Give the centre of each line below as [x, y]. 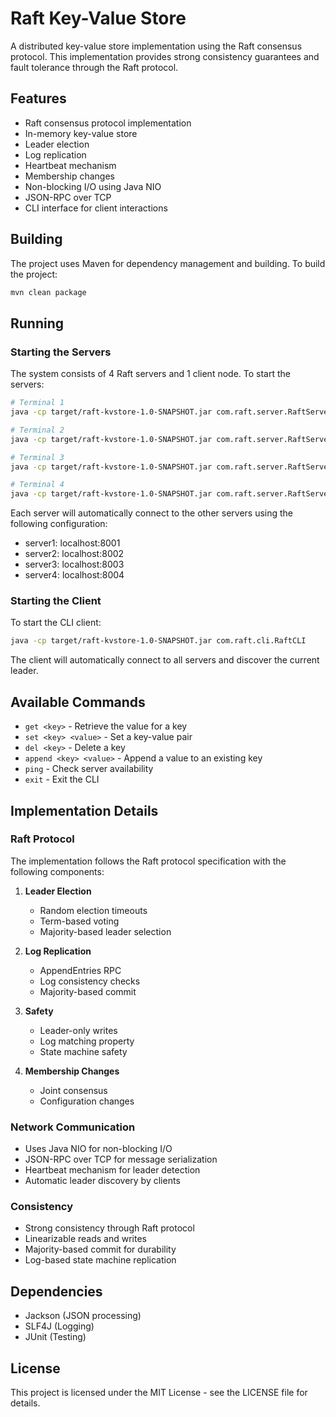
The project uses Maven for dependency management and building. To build [168, 263]
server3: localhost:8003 [74, 564]
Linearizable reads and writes [85, 1239]
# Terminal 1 [37, 403]
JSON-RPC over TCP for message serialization [121, 1159]
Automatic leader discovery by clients [102, 1181]
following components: [57, 871]
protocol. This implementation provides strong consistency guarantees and [165, 56]
